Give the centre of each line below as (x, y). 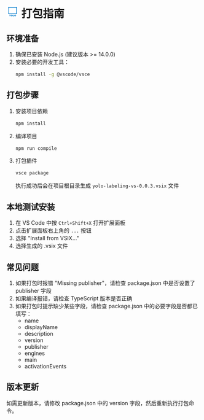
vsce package (32, 173)
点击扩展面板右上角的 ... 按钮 (53, 231)
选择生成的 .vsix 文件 (41, 246)
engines (34, 353)
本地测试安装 (31, 207)
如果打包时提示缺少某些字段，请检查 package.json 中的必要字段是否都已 (107, 306)
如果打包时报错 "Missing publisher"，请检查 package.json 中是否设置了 (105, 283)
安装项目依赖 (31, 111)
